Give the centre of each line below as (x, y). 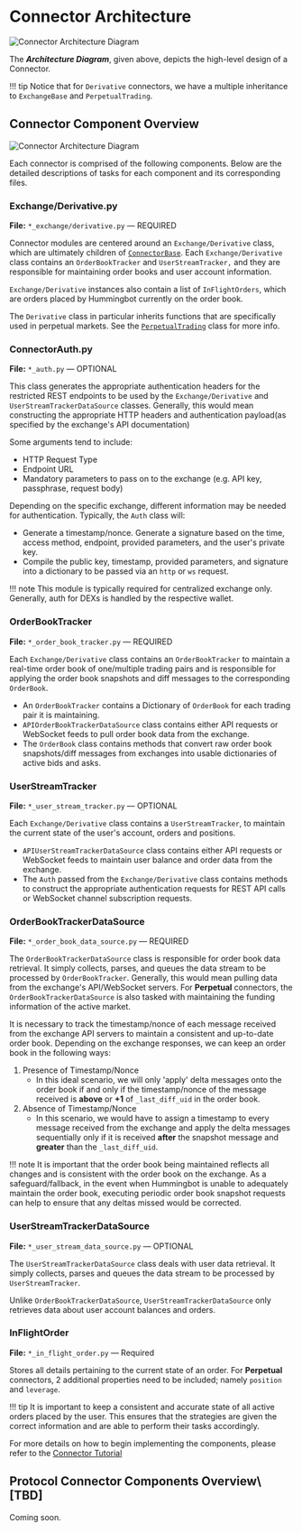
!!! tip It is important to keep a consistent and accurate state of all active (142, 1407)
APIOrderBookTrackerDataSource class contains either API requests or (150, 724)
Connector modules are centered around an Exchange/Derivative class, (142, 243)
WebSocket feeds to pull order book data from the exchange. (136, 734)
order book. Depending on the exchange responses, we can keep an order (148, 1043)
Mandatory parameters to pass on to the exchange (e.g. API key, (142, 479)
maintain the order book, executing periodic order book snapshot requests (147, 1194)
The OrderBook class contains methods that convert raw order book (147, 743)
